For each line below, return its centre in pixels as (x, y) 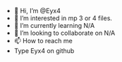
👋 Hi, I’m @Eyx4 (37, 11)
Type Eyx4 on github (44, 51)
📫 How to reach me (43, 41)
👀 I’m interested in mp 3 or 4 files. (63, 18)
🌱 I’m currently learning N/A (54, 25)
